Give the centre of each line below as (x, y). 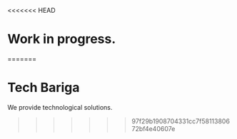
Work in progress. (62, 39)
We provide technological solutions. (60, 107)
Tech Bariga (44, 88)
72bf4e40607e (153, 128)
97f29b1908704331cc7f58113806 (181, 121)
